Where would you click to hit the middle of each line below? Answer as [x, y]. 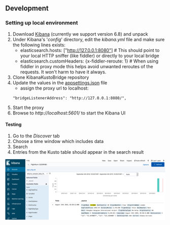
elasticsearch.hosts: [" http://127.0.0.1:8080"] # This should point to [90, 50]
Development [27, 8]
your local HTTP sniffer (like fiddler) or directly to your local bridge [90, 55]
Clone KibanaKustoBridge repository [51, 77]
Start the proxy [28, 107]
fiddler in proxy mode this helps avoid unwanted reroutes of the [87, 66]
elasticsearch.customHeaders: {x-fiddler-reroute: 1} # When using [89, 61]
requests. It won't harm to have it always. [63, 72]
